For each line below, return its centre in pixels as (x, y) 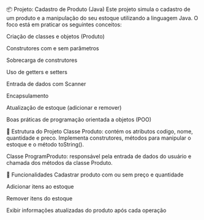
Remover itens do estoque (40, 198)
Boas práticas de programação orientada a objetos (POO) (79, 119)
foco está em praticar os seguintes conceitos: (64, 25)
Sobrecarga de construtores (42, 60)
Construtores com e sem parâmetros (53, 48)
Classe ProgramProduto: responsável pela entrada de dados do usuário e (99, 156)
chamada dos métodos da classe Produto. (60, 163)
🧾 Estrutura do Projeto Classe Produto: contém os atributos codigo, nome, (100, 131)
